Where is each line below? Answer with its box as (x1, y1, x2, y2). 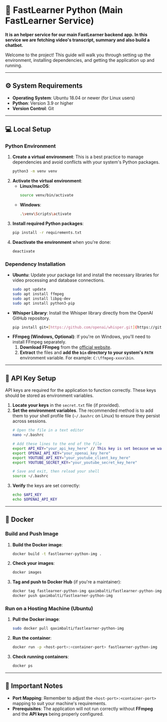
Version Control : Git (12, 105, 54, 111)
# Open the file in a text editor (12, 428, 84, 433)
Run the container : (12, 635, 52, 641)
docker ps (12, 663, 33, 669)
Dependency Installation (5, 260, 66, 267)
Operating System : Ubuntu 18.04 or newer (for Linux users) (12, 95, 135, 101)
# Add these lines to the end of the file (12, 441, 102, 447)
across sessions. (12, 418, 47, 424)
